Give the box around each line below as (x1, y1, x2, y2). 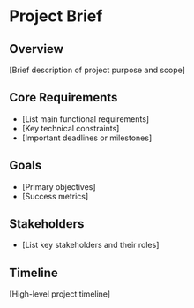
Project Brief (9, 6, 103, 26)
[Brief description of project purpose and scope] (9, 64, 185, 75)
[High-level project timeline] (9, 289, 111, 299)
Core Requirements (9, 90, 118, 105)
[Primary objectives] (21, 181, 96, 192)
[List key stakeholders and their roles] (21, 240, 160, 251)
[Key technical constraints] (21, 123, 120, 133)
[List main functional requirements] (21, 113, 150, 124)
